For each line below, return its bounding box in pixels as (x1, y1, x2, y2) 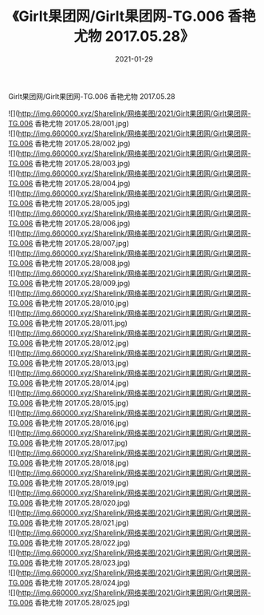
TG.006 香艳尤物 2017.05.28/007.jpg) (8, 238, 130, 248)
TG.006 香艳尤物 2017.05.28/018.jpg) (8, 458, 129, 467)
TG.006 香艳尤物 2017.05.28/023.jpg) (8, 557, 131, 567)
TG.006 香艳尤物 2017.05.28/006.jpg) (8, 218, 131, 228)
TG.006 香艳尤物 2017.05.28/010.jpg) (8, 298, 129, 307)
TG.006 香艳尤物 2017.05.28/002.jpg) (8, 138, 131, 148)
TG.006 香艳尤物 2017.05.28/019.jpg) (8, 478, 129, 487)
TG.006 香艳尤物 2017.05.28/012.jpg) (8, 338, 129, 347)
